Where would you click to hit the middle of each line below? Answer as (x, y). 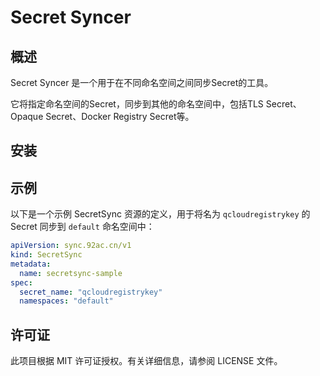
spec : (21, 282)
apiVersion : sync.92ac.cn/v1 (71, 246)
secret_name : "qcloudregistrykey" (91, 292)
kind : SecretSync (46, 255)
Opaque (27, 116)
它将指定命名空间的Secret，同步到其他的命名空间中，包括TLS (137, 104)
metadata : (31, 264)
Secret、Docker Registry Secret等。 (120, 116)
